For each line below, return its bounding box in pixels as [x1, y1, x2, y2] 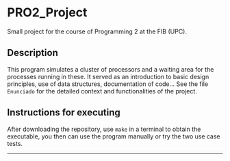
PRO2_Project [7, 5, 88, 20]
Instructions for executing [7, 107, 121, 119]
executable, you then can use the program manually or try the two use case [7, 132, 220, 141]
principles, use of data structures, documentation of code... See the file [7, 80, 209, 88]
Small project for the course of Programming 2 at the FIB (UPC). [7, 27, 187, 35]
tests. [7, 139, 23, 147]
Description [7, 47, 58, 59]
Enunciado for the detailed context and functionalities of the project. [7, 87, 197, 95]
